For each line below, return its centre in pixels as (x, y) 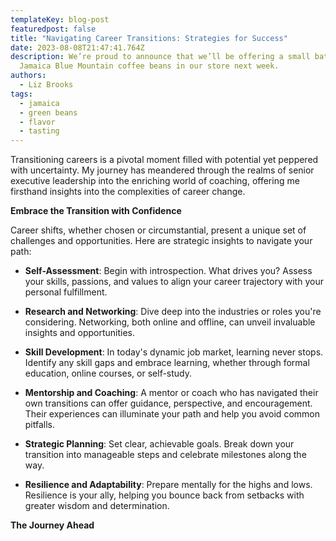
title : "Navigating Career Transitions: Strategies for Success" (149, 38)
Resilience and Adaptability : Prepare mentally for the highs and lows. (168, 485)
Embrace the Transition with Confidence (96, 211)
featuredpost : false (53, 29)
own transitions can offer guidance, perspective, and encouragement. (168, 403)
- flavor (37, 122)
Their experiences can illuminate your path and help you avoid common (172, 414)
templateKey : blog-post (60, 19)
